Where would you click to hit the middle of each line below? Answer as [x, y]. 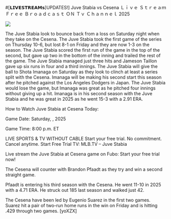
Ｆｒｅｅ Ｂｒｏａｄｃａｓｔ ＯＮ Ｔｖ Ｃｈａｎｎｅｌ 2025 [68, 14]
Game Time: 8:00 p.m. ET [32, 129]
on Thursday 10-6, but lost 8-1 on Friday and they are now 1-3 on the [77, 45]
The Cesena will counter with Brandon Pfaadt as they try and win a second [84, 169]
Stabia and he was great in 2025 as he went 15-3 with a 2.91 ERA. [74, 99]
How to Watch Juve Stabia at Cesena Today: [52, 109]
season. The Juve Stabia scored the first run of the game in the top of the [82, 50]
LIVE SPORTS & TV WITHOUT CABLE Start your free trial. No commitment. [84, 139]
